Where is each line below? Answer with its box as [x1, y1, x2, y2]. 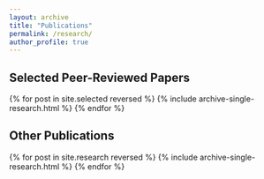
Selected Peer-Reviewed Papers [9, 70, 191, 85]
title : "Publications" [9, 21, 93, 30]
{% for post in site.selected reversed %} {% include [9, 93, 197, 104]
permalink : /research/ [9, 29, 93, 38]
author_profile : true [9, 37, 89, 47]
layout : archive [9, 12, 69, 22]
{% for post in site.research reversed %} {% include [9, 152, 199, 162]
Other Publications [9, 129, 115, 144]
